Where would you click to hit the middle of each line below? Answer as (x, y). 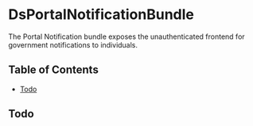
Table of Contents (54, 70)
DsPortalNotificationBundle (101, 15)
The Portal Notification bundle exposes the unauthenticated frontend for (127, 36)
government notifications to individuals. (73, 44)
